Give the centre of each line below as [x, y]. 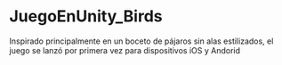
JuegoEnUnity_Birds [86, 16]
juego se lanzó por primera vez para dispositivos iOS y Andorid [125, 50]
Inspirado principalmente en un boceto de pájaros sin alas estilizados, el [141, 41]
